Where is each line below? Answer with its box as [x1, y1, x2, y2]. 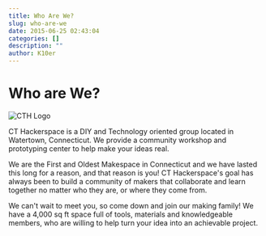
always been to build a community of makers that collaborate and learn [8, 176, 246, 186]
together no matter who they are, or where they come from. [8, 185, 208, 195]
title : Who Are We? [8, 11, 75, 20]
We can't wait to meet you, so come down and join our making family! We [8, 200, 254, 210]
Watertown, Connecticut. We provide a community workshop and [8, 135, 227, 145]
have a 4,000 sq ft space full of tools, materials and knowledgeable [8, 209, 234, 219]
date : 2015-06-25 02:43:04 [8, 27, 100, 35]
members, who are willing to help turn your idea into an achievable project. [8, 217, 258, 227]
